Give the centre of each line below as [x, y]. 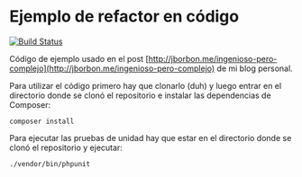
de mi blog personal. [255, 68]
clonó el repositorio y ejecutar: [66, 147]
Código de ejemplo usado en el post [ [79, 58]
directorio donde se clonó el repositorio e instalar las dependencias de [141, 95]
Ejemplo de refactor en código [124, 17]
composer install [42, 121]
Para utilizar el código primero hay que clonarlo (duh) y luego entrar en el [146, 85]
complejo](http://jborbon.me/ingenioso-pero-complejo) [112, 68]
